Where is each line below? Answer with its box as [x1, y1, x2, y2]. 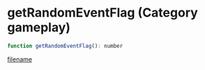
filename [7, 55, 33, 63]
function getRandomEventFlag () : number [7, 42, 123, 49]
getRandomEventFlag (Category [7, 5, 199, 21]
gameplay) [7, 19, 71, 35]
